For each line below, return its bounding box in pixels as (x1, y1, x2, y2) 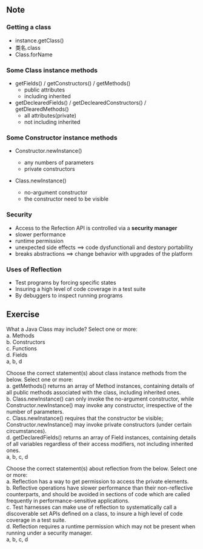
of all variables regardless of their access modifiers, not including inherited (6, 440, 193, 447)
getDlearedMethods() (15, 105, 69, 113)
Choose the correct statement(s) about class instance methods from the (6, 369, 187, 376)
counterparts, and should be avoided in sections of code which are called (6, 490, 190, 497)
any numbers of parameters (24, 159, 94, 166)
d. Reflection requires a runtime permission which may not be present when (6, 522, 196, 530)
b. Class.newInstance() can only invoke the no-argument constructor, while (6, 395, 195, 402)
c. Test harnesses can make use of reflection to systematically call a (6, 503, 177, 511)
